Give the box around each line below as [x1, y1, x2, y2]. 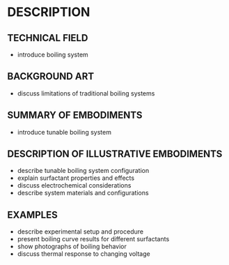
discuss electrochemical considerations [17, 181, 132, 190]
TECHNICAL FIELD [7, 32, 88, 44]
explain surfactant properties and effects [17, 174, 134, 182]
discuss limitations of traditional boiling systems [17, 89, 155, 98]
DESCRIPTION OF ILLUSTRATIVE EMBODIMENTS [7, 148, 223, 160]
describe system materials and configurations [17, 189, 149, 197]
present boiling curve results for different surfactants [17, 235, 170, 243]
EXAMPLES [7, 209, 58, 220]
